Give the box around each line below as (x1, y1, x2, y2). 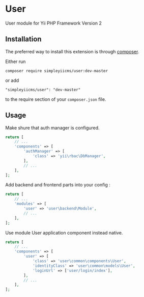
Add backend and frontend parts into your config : (5, 182, 111, 188)
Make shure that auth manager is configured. (5, 124, 100, 131)
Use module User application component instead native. (5, 229, 123, 236)
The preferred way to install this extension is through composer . (5, 48, 139, 54)
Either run (5, 58, 26, 65)
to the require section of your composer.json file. (5, 96, 106, 102)
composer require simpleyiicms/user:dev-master (5, 68, 108, 73)
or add (5, 77, 19, 83)
